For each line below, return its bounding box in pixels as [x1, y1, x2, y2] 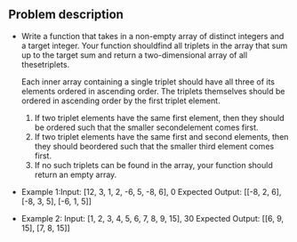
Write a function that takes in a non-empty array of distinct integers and [20, 30, 285, 41]
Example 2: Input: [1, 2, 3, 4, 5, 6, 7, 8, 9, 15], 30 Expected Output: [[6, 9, [20, 213, 285, 223]
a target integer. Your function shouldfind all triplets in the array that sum [20, 40, 288, 51]
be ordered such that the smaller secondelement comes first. [34, 122, 259, 133]
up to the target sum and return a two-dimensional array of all [20, 49, 248, 60]
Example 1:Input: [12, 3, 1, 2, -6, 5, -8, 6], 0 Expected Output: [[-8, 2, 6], [20, 186, 282, 197]
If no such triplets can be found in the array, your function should [34, 159, 273, 170]
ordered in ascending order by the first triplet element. [20, 95, 221, 106]
